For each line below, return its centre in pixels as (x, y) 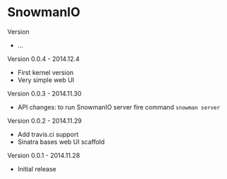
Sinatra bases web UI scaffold (61, 142)
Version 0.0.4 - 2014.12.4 (43, 59)
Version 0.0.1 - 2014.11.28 (44, 155)
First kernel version (45, 72)
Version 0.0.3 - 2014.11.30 (44, 93)
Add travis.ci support (48, 134)
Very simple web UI (46, 80)
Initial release (37, 168)
